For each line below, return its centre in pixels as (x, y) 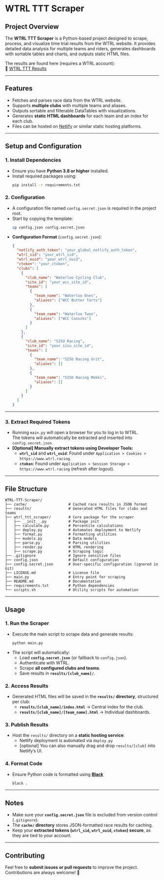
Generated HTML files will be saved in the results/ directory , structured (85, 697)
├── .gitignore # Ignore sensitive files (63, 556)
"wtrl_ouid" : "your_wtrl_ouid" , (50, 260)
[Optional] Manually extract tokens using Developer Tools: (72, 448)
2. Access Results (27, 686)
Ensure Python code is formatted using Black (58, 774)
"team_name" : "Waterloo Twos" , (66, 314)
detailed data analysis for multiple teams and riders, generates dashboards (80, 49)
